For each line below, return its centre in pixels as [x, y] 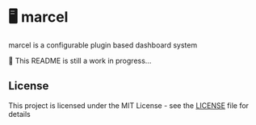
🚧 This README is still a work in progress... [80, 60]
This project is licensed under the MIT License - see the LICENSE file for [128, 105]
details [19, 114]
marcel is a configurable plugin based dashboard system [103, 45]
